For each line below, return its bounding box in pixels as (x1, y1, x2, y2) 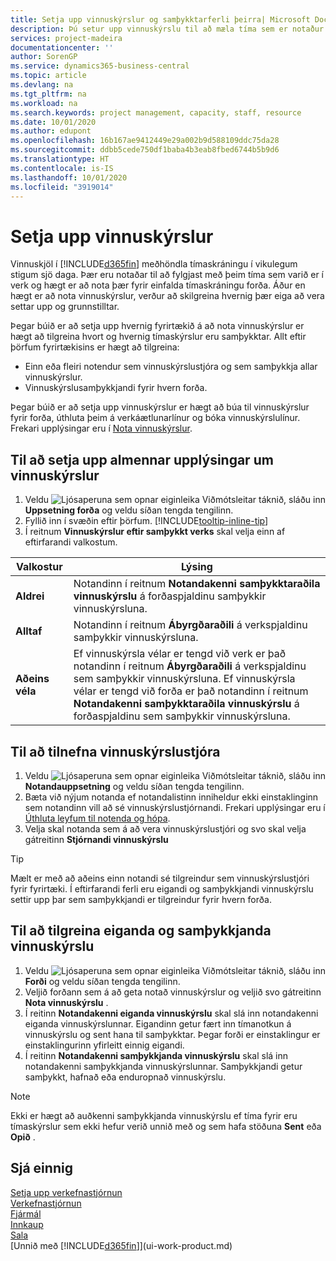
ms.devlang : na (10, 80, 74, 90)
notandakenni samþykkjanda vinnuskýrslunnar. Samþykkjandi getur (24, 1060, 303, 1072)
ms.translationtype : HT (10, 154, 110, 164)
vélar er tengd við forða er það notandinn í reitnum (73, 684, 309, 698)
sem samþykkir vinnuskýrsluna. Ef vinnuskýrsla (73, 672, 296, 686)
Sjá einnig (10, 1160, 73, 1177)
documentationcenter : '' (10, 42, 114, 53)
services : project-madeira (10, 33, 123, 43)
